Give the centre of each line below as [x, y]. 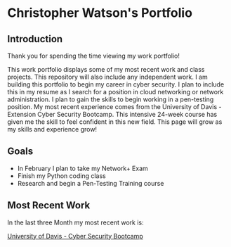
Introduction [35, 39]
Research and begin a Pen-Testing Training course [91, 183]
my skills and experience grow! [52, 129]
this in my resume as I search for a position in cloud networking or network [115, 92]
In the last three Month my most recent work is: [75, 222]
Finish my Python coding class [62, 176]
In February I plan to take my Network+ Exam [83, 168]
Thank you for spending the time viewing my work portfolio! [94, 56]
